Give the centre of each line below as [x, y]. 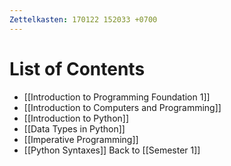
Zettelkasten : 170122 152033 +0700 [83, 19]
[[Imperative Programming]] [81, 139]
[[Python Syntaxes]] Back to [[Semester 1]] [112, 150]
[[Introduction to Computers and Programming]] [122, 107]
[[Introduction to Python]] [76, 118]
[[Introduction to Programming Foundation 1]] [117, 97]
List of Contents [77, 68]
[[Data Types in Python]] [74, 128]
